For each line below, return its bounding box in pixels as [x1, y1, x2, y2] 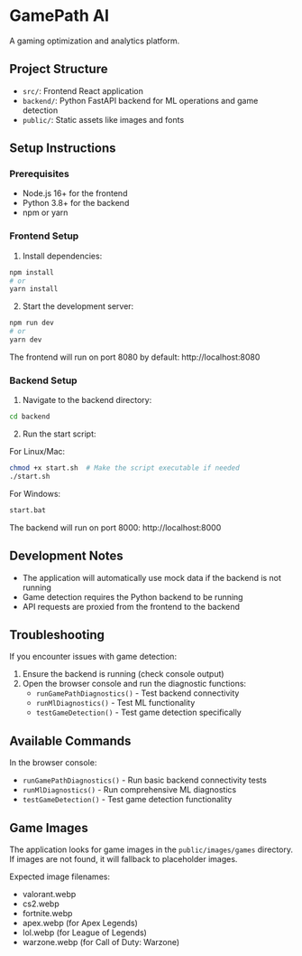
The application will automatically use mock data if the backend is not [22, 572, 282, 583]
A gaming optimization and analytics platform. [9, 35, 180, 46]
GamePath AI [9, 5, 110, 26]
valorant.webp [22, 889, 77, 900]
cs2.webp [22, 898, 60, 909]
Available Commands [9, 733, 132, 748]
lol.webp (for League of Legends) [22, 927, 147, 938]
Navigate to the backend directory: [22, 395, 152, 406]
